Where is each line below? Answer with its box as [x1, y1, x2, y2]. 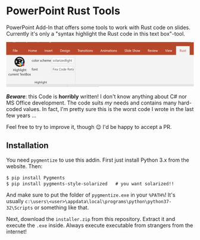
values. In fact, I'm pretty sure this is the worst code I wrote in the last [23, 106, 194, 113]
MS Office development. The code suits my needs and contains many [6, 99, 177, 106]
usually [6, 197, 24, 204]
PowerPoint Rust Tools [6, 4, 121, 18]
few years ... [6, 112, 37, 119]
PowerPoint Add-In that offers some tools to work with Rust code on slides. [6, 24, 190, 31]
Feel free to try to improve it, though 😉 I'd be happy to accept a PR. [6, 124, 172, 131]
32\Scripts [6, 205, 33, 211]
